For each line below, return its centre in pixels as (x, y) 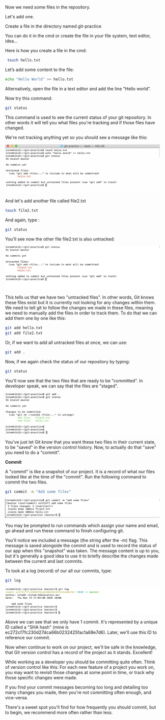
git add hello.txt (24, 328)
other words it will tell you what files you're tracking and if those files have (80, 122)
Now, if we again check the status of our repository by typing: (68, 361)
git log (13, 580)
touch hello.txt (24, 60)
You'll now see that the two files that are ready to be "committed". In (74, 380)
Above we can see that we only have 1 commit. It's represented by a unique (82, 622)
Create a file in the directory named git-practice (53, 26)
